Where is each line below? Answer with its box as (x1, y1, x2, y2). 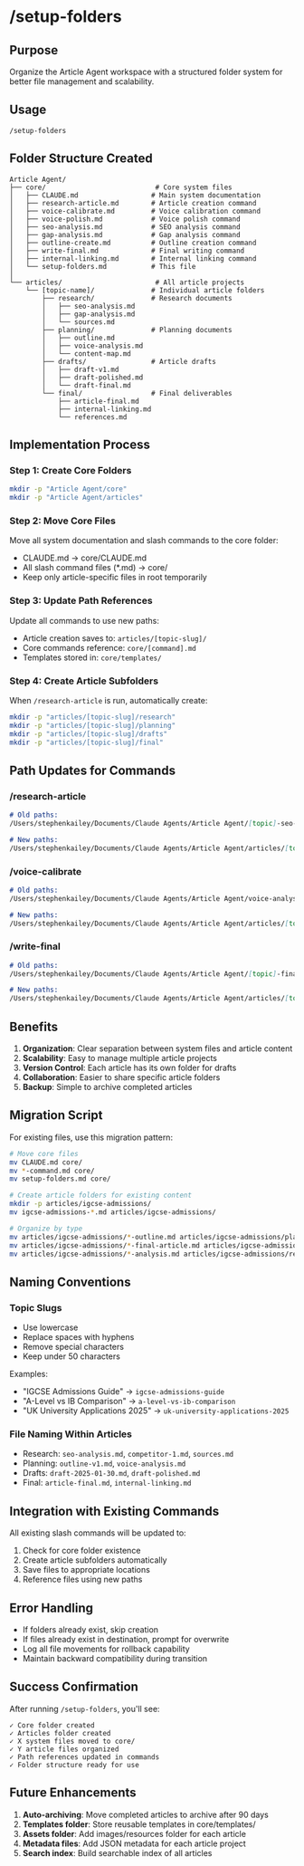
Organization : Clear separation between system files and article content (22, 1043, 293, 1054)
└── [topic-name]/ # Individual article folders (25, 285, 265, 295)
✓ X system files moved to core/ (9, 1737, 136, 1746)
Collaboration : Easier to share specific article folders (22, 1072, 221, 1083)
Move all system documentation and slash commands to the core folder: (9, 535, 279, 546)
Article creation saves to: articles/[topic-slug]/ (22, 632, 207, 644)
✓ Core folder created (9, 1720, 95, 1730)
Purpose (9, 43, 59, 58)
